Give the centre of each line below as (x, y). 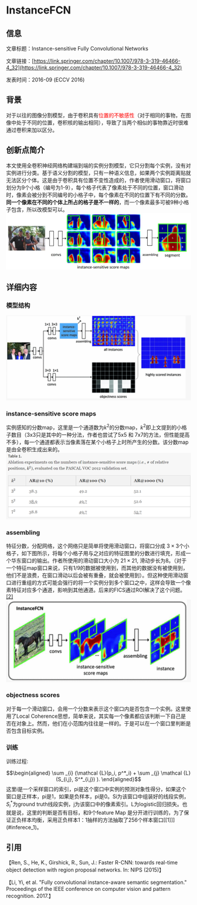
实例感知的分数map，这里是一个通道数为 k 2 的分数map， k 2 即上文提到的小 (94, 427)
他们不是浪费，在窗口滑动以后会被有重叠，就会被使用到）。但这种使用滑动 (95, 575)
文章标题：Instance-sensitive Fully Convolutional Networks (77, 48)
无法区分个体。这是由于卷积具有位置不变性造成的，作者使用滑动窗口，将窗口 (98, 180)
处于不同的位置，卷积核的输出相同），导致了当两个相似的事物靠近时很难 (102, 122)
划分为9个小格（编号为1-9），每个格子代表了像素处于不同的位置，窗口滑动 (95, 187)
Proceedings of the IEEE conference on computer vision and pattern (89, 889)
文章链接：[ (20, 61)
